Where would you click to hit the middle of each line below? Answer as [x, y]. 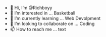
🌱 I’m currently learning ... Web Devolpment [55, 18]
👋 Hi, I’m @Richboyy [31, 8]
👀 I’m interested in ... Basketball [43, 13]
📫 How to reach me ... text [38, 29]
